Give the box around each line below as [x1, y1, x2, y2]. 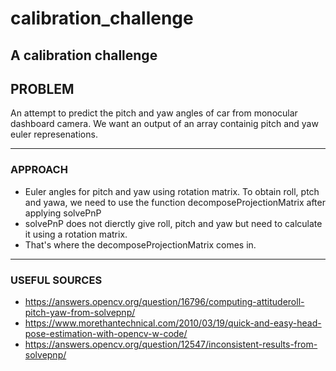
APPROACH [10, 163, 68, 177]
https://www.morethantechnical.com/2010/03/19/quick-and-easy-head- [24, 317, 322, 329]
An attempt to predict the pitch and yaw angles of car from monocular [10, 107, 298, 119]
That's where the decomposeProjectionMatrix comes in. [24, 238, 257, 251]
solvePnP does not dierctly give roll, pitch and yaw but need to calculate [24, 217, 323, 229]
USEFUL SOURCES [10, 273, 103, 287]
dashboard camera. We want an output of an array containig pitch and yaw [10, 118, 319, 130]
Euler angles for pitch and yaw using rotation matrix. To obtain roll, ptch [24, 185, 320, 197]
